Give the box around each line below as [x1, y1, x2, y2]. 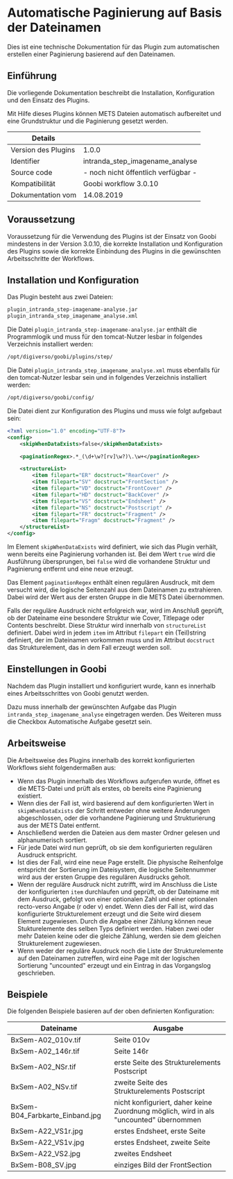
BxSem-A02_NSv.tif [10, 1082, 78, 1092]
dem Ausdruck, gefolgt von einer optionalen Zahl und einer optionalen [17, 894, 218, 903]
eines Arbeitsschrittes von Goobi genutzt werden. [7, 689, 149, 697]
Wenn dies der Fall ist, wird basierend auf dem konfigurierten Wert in [17, 798, 214, 807]
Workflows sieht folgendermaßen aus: [7, 763, 116, 771]
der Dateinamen [7, 19, 102, 35]
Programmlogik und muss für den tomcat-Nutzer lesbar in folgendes [7, 333, 203, 341]
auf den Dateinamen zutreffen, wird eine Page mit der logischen [17, 953, 200, 962]
